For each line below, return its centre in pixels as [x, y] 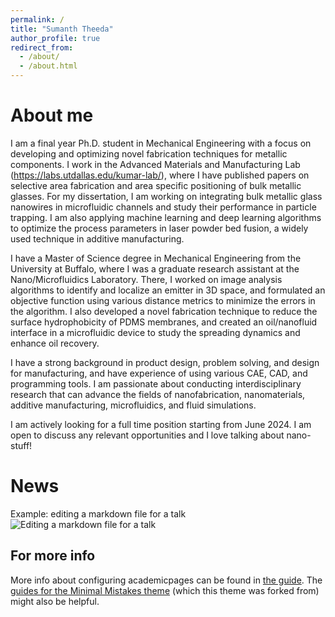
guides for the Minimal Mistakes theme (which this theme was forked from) [165, 590]
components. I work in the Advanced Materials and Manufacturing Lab [155, 164]
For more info [53, 556]
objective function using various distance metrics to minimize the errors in [163, 300]
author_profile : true [55, 38]
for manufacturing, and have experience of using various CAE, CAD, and [159, 373]
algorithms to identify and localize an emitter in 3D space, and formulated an [168, 290]
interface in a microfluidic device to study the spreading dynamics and [155, 332]
